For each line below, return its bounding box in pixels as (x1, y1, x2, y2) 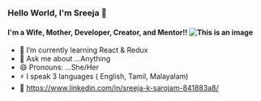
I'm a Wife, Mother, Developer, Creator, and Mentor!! (7, 27, 188, 37)
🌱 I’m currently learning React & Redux (19, 45, 148, 55)
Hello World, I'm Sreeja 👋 (7, 7, 107, 19)
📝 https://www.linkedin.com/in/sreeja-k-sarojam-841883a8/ (19, 83, 220, 93)
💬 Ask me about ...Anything (19, 54, 111, 64)
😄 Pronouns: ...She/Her (19, 62, 99, 72)
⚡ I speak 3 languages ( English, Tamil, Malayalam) (19, 72, 189, 82)
